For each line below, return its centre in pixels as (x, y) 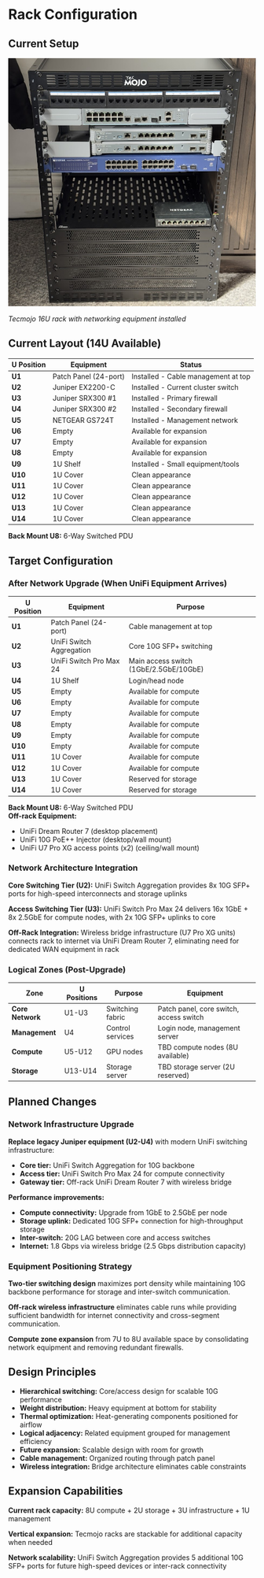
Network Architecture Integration (73, 868)
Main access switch (161, 661)
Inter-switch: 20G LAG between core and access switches (115, 1237)
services (120, 1036)
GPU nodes (125, 1051)
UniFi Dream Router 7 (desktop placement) (89, 831)
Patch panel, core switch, (198, 1009)
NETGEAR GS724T (83, 420)
